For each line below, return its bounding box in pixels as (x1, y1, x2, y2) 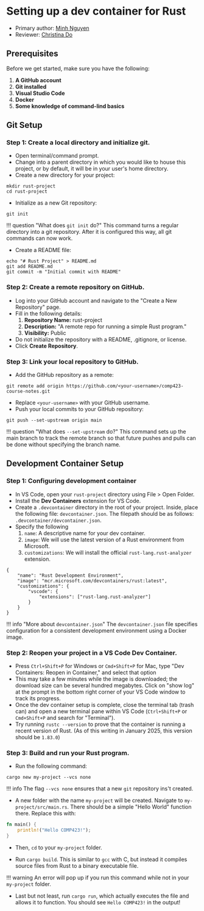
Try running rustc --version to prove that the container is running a (15, 720, 186, 728)
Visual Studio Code (15, 90, 65, 97)
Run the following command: (15, 762, 87, 770)
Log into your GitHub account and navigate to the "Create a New (15, 297, 178, 304)
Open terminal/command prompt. (15, 152, 99, 160)
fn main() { (6, 821, 37, 828)
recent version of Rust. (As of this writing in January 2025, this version (15, 727, 193, 734)
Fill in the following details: (15, 309, 82, 317)
